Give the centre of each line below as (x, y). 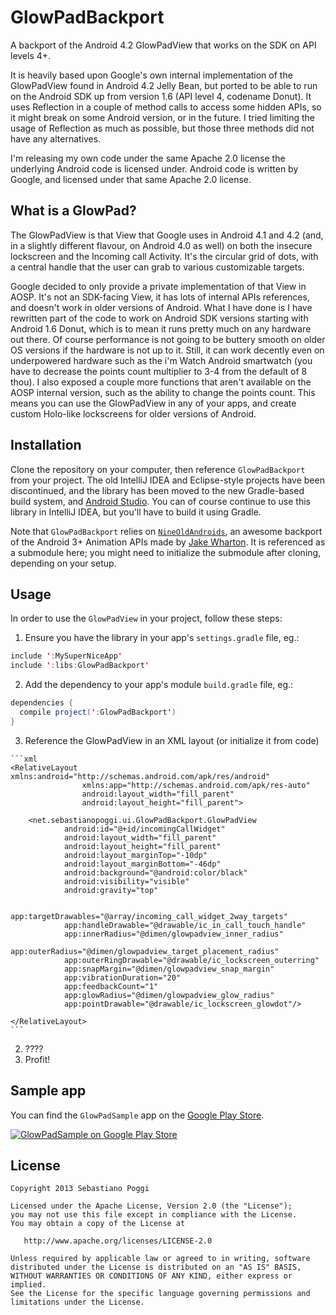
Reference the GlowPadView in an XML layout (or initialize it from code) (172, 740)
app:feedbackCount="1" (111, 986)
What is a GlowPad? (73, 211)
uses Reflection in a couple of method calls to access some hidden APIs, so (166, 107)
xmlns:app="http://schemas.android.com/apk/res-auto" (196, 785)
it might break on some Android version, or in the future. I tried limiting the (162, 117)
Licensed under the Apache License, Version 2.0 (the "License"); (151, 1206)
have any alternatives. (56, 138)
